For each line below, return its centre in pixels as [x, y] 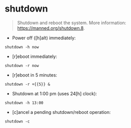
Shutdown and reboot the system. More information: [72, 23]
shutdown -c [17, 121]
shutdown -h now [22, 47]
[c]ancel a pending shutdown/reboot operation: [61, 112]
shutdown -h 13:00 [24, 103]
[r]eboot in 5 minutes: [35, 75]
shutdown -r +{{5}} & [28, 84]
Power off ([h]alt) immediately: [44, 38]
